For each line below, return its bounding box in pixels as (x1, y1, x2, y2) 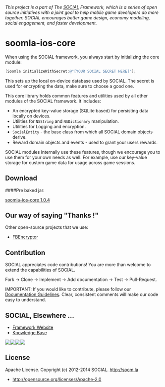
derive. (12, 134, 27, 140)
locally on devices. (12, 113, 51, 119)
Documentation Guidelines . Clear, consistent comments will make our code (5, 291, 159, 297)
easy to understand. (5, 297, 46, 303)
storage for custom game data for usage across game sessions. (5, 159, 136, 166)
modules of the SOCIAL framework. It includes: (5, 98, 102, 104)
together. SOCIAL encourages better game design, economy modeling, (5, 15, 150, 20)
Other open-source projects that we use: (5, 224, 88, 230)
